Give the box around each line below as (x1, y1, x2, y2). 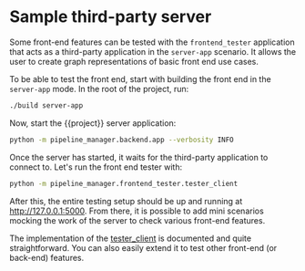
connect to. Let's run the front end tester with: (9, 162, 183, 172)
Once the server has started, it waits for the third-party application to (9, 151, 269, 162)
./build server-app (9, 100, 84, 110)
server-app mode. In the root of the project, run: (9, 83, 189, 94)
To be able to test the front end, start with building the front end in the (9, 73, 271, 84)
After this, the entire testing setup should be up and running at (9, 195, 243, 206)
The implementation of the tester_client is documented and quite (9, 233, 252, 244)
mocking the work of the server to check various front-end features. (9, 214, 266, 225)
